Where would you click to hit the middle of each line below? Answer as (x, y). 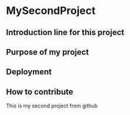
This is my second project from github (52, 106)
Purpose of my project (47, 52)
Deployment (29, 72)
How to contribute (40, 92)
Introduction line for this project (65, 32)
